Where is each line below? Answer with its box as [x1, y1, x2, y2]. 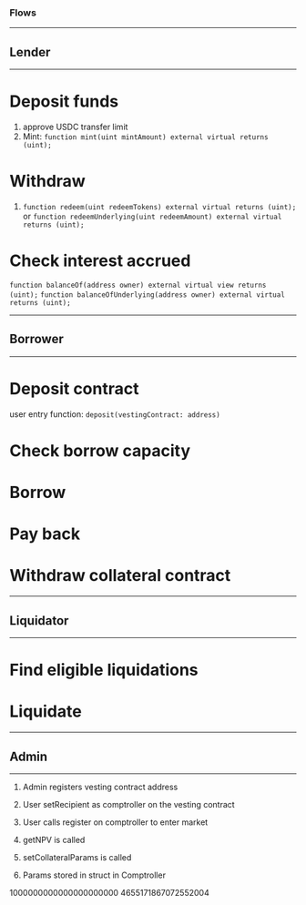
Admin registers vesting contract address [22, 781, 178, 792]
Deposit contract [9, 378, 139, 399]
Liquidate [9, 701, 82, 722]
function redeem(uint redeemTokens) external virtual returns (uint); [22, 202, 297, 211]
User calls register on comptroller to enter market [22, 817, 209, 828]
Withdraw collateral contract [9, 565, 231, 586]
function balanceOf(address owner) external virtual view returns [9, 280, 267, 290]
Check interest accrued [9, 250, 191, 271]
